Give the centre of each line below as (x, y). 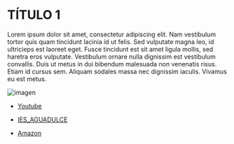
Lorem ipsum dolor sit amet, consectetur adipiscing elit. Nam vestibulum (111, 34)
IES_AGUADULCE (42, 120)
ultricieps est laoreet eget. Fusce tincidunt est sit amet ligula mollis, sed (110, 49)
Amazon (29, 133)
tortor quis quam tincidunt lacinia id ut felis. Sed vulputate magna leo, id (111, 41)
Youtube (29, 106)
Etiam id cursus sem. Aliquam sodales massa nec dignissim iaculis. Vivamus (117, 71)
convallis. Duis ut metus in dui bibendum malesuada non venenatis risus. (112, 64)
